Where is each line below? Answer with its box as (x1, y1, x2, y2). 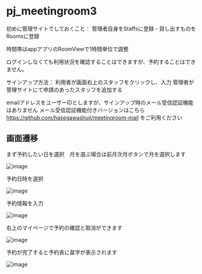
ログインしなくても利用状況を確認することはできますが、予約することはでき (6, 58, 196, 65)
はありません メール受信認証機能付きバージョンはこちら (6, 106, 145, 113)
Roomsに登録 (6, 32, 40, 40)
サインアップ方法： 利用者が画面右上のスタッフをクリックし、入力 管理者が (6, 78, 194, 86)
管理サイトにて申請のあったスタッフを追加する (6, 86, 122, 93)
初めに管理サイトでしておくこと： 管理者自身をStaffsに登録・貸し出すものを (6, 25, 197, 32)
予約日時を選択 (6, 175, 43, 182)
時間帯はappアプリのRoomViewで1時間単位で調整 (6, 45, 129, 53)
